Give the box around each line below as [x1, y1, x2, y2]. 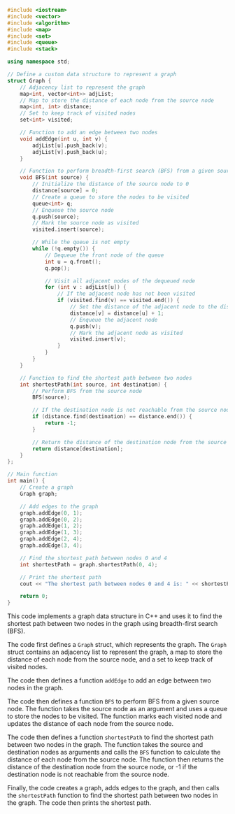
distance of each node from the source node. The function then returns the [7, 755, 224, 764]
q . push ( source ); [32, 213, 80, 220]
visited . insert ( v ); [69, 336, 127, 343]
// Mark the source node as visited [32, 220, 139, 227]
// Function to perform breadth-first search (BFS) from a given [20, 168, 215, 175]
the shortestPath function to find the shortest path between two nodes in [7, 791, 218, 800]
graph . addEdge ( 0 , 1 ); [20, 509, 83, 517]
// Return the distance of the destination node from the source [32, 438, 227, 445]
